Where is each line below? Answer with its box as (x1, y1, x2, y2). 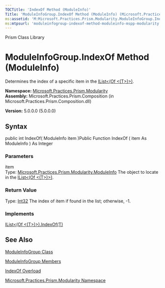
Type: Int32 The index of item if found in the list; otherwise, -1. (5, 198, 131, 204)
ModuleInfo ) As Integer (5, 141, 53, 146)
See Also (5, 236, 33, 244)
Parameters (5, 153, 33, 160)
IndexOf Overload (5, 268, 41, 274)
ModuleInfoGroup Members (5, 258, 61, 264)
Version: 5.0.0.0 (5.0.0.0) (5, 108, 56, 114)
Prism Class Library (5, 34, 45, 40)
